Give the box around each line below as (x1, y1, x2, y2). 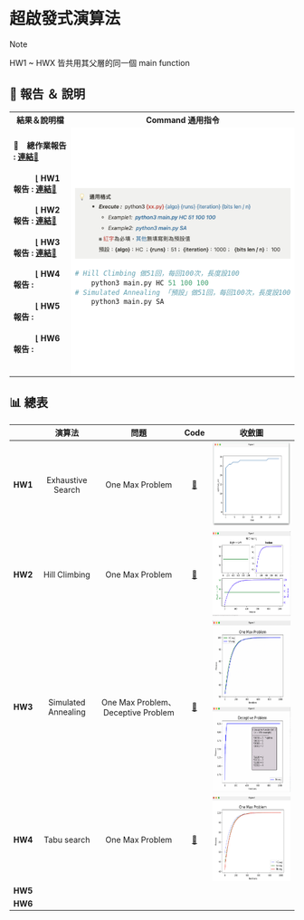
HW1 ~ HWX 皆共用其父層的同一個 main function (9, 57, 190, 68)
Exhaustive (46, 474, 88, 485)
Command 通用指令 (146, 115, 220, 126)
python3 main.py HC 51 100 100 (90, 278, 210, 288)
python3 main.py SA (90, 298, 165, 307)
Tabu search (43, 834, 90, 846)
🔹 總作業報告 (13, 140, 67, 151)
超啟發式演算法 (9, 8, 121, 29)
